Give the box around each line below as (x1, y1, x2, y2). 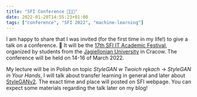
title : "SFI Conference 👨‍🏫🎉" (6, 8, 78, 15)
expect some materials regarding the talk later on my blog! (6, 85, 148, 92)
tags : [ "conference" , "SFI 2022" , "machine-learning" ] (6, 19, 144, 25)
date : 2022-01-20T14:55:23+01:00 (6, 14, 88, 20)
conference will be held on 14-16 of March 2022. (6, 54, 124, 62)
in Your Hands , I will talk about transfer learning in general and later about (6, 72, 186, 79)
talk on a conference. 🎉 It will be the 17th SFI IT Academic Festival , (6, 42, 168, 49)
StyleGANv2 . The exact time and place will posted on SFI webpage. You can (6, 78, 192, 85)
